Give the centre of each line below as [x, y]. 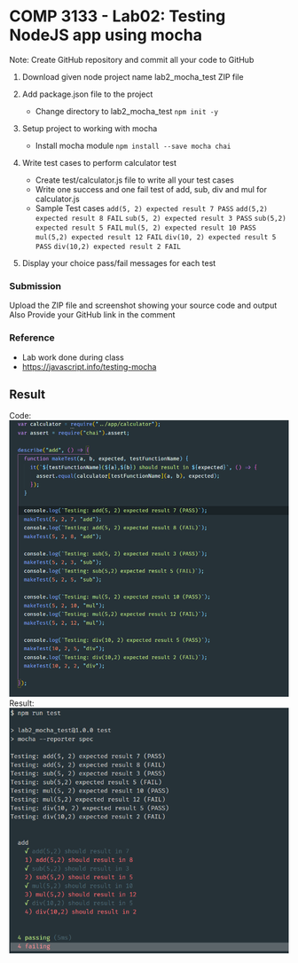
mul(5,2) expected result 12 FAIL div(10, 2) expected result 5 [156, 237]
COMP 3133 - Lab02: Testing [118, 16]
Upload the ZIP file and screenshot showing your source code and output [143, 305]
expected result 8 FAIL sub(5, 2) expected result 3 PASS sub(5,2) [161, 218]
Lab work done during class [73, 357]
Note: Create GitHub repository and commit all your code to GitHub [132, 59]
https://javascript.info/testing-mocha [89, 366]
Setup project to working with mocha [90, 128]
